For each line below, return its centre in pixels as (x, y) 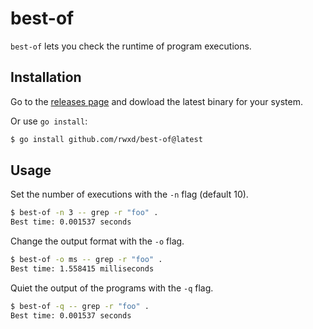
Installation (46, 77)
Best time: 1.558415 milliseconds (82, 269)
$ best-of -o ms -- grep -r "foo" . (86, 260)
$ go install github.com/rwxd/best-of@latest (106, 139)
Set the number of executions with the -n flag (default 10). (129, 194)
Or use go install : (49, 121)
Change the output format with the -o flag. (97, 241)
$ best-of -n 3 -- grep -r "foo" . (84, 213)
